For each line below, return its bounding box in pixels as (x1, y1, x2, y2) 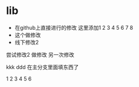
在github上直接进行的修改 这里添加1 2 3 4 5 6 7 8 (14, 24, 134, 31)
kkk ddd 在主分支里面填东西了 (6, 63, 79, 71)
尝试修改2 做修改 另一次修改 (6, 51, 75, 58)
